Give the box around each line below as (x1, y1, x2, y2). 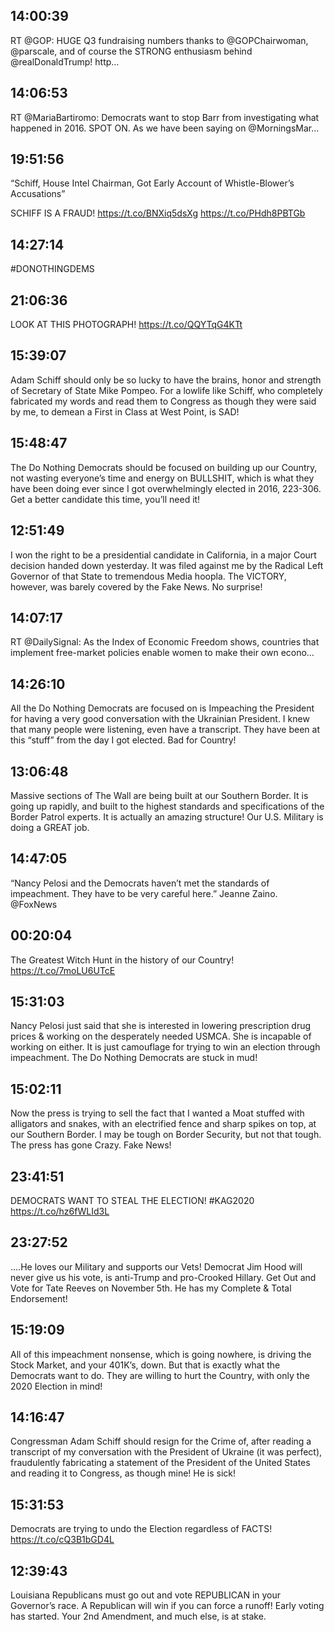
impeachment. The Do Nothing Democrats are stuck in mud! (10, 1052, 258, 1064)
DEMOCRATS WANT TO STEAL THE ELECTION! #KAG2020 (10, 1195, 255, 1206)
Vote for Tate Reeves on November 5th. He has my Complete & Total (10, 1282, 292, 1294)
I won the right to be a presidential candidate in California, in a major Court (10, 549, 317, 561)
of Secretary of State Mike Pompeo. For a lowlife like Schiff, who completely (10, 384, 323, 396)
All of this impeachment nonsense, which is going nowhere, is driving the (10, 1348, 312, 1360)
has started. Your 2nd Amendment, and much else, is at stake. (10, 1610, 267, 1623)
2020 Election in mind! (10, 1380, 103, 1392)
